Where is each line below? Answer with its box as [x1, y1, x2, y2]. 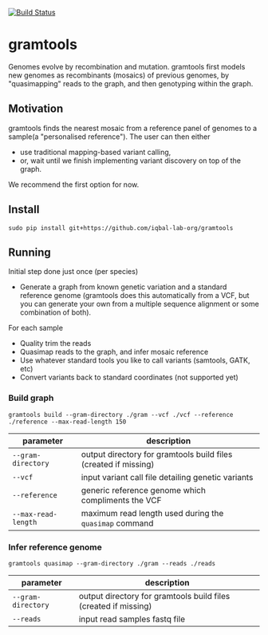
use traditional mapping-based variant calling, [19, 147, 171, 157]
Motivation [8, 102, 64, 116]
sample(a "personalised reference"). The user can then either [8, 132, 211, 141]
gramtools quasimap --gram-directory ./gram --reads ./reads [8, 559, 216, 567]
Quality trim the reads [19, 339, 92, 348]
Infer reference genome [8, 542, 102, 553]
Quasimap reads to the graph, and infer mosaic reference [19, 347, 209, 357]
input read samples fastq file [78, 613, 186, 625]
